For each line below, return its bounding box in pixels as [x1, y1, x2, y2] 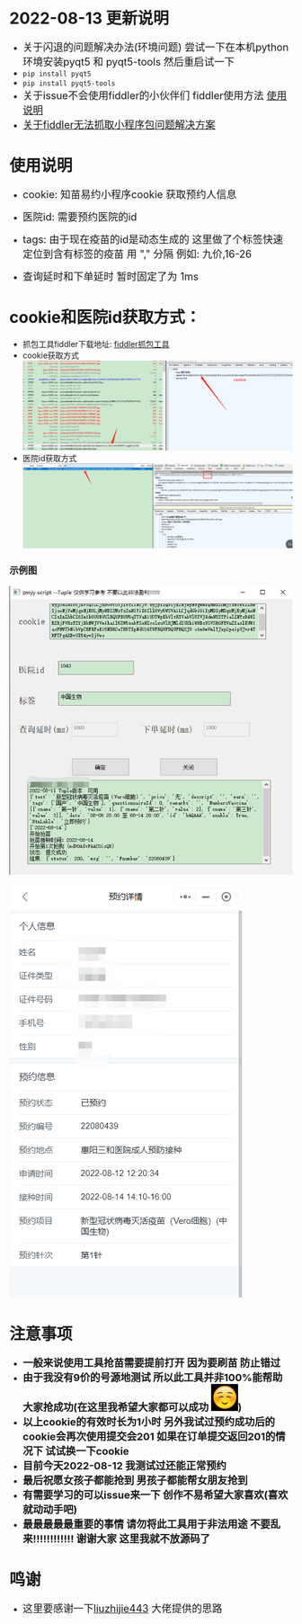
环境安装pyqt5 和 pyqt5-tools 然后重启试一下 [22, 55, 235, 68]
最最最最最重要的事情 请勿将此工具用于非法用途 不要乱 [22, 1517, 281, 1530]
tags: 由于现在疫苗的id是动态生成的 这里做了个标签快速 [22, 233, 284, 245]
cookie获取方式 [22, 350, 79, 361]
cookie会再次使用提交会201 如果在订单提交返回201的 [22, 1430, 276, 1443]
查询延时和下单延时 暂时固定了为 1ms [22, 270, 200, 283]
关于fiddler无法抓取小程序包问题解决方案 [22, 118, 216, 131]
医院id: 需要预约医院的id [22, 210, 138, 223]
